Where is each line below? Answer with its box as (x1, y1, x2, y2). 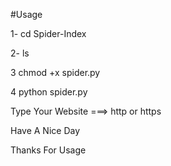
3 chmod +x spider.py (10, 67, 101, 78)
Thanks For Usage (10, 144, 87, 156)
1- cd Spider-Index (10, 28, 87, 39)
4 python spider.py (10, 86, 88, 98)
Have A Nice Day (10, 125, 81, 136)
